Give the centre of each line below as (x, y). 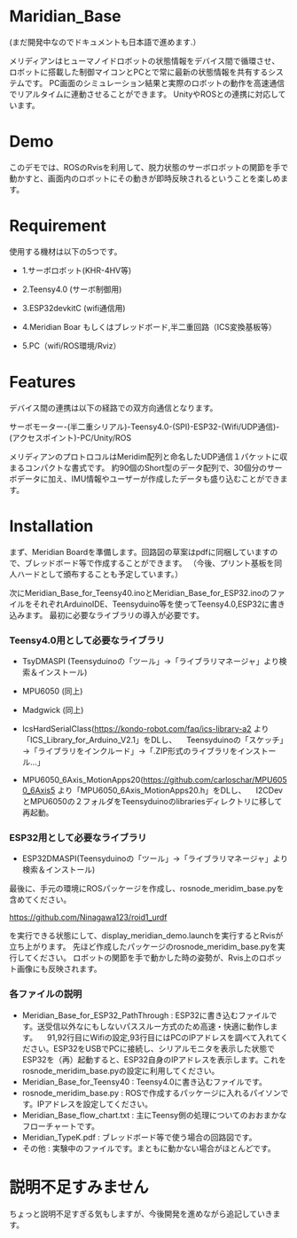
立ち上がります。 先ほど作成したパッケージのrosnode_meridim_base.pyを (143, 947)
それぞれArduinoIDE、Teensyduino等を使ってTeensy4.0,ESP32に (151, 604)
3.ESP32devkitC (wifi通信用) (74, 308)
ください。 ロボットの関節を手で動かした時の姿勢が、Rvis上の (146, 958)
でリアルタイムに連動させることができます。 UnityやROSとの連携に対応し (144, 94)
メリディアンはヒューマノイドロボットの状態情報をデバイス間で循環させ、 (145, 60)
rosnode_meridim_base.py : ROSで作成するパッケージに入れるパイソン (151, 1093)
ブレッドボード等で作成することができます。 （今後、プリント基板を (149, 563)
